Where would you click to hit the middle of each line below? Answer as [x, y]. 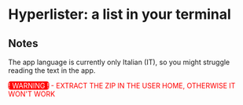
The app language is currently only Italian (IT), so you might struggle [119, 62]
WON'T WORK [32, 94]
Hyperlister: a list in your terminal [120, 14]
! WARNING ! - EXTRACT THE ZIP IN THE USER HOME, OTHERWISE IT [122, 85]
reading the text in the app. [52, 71]
